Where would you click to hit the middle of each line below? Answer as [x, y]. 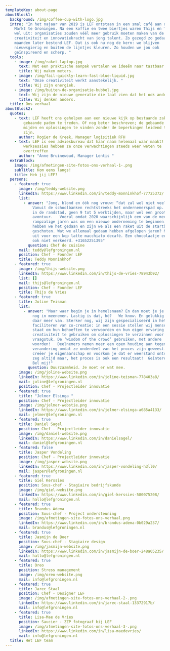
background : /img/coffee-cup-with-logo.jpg [56, 19]
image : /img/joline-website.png [53, 373]
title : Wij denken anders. [47, 99]
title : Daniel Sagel [40, 424]
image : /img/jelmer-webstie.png [53, 405]
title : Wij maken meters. [46, 71]
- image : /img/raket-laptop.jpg [48, 62]
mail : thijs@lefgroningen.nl [49, 283]
